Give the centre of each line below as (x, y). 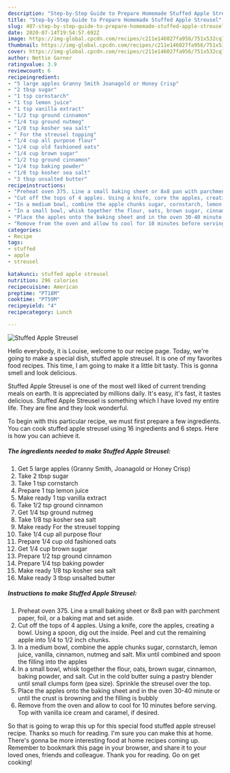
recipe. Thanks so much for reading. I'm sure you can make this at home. (111, 733)
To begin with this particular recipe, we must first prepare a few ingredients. (114, 421)
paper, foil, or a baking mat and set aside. (76, 618)
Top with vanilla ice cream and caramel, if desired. (88, 712)
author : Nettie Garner (40, 58)
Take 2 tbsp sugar (43, 476)
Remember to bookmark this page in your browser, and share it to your (107, 748)
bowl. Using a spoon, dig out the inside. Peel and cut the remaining (112, 632)
